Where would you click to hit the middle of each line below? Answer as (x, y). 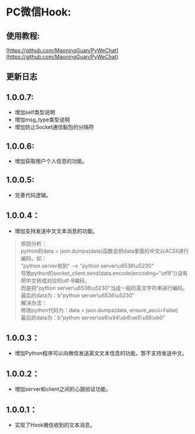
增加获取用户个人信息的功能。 (51, 161)
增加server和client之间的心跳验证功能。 (63, 389)
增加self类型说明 (35, 112)
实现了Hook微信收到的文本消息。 (55, 425)
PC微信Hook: (39, 12)
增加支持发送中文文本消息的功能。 (56, 231)
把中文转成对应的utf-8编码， (55, 280)
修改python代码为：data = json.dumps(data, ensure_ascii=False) (99, 310)
